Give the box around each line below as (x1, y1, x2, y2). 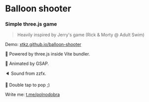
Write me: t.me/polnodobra (5, 92, 60, 98)
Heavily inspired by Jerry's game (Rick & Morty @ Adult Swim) (17, 32, 145, 38)
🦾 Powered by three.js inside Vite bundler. (5, 51, 90, 57)
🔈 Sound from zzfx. (5, 70, 46, 77)
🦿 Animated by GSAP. (5, 60, 49, 67)
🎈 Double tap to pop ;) (5, 82, 50, 88)
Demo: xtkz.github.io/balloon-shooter (5, 42, 81, 48)
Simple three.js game (5, 21, 57, 28)
